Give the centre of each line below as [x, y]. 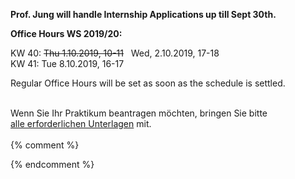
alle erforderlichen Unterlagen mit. [81, 123]
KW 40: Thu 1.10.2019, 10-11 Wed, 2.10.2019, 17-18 [115, 53]
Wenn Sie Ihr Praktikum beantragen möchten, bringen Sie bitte [139, 113]
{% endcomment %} [52, 164]
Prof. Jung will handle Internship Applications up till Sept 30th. [143, 14]
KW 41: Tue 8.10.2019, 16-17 [67, 63]
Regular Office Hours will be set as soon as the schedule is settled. [148, 83]
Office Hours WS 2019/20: [66, 33]
